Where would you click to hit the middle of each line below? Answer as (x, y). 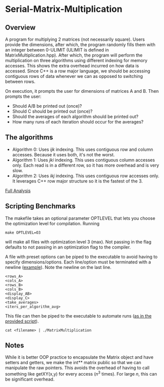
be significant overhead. (30, 379)
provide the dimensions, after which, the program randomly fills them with (80, 45)
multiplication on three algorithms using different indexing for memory (76, 60)
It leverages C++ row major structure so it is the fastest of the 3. (78, 181)
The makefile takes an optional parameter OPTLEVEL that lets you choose (80, 218)
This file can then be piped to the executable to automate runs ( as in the (78, 316)
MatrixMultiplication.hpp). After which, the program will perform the (74, 55)
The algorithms (29, 137)
